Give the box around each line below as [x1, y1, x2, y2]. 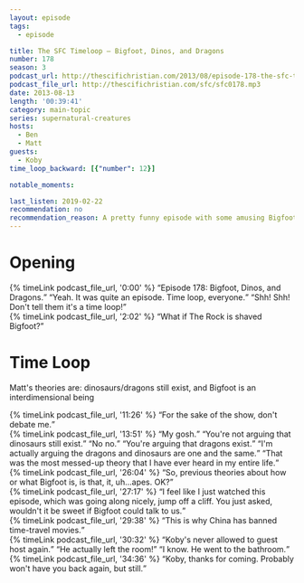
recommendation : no [9, 205, 83, 214]
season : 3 [9, 63, 47, 72]
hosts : [9, 122, 34, 131]
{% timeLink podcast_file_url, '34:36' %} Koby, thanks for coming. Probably [9, 553, 294, 564]
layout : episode [9, 13, 71, 23]
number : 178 [9, 55, 54, 64]
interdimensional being [9, 391, 95, 402]
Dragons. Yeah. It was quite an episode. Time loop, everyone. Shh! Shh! [9, 291, 291, 303]
